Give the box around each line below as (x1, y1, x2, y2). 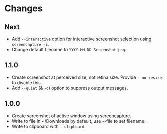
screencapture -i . (11, 41, 49, 47)
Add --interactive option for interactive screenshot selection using (11, 36, 152, 42)
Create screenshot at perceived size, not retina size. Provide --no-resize (11, 74, 162, 80)
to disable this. (11, 79, 42, 85)
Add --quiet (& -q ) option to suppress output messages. (11, 85, 128, 91)
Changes (4, 3, 43, 14)
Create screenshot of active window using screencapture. (11, 113, 132, 119)
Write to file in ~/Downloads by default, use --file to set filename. (11, 118, 146, 124)
